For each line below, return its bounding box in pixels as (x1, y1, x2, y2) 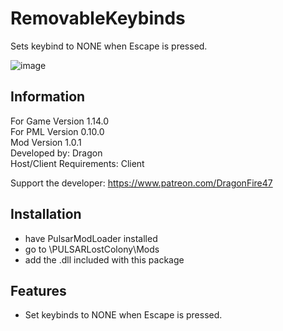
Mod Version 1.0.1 (10, 136, 82, 148)
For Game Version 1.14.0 (10, 115, 110, 127)
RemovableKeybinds (10, 7, 186, 30)
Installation (10, 206, 82, 223)
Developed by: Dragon (10, 147, 103, 159)
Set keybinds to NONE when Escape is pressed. (24, 309, 223, 321)
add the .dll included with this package (24, 253, 185, 266)
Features (10, 282, 67, 299)
